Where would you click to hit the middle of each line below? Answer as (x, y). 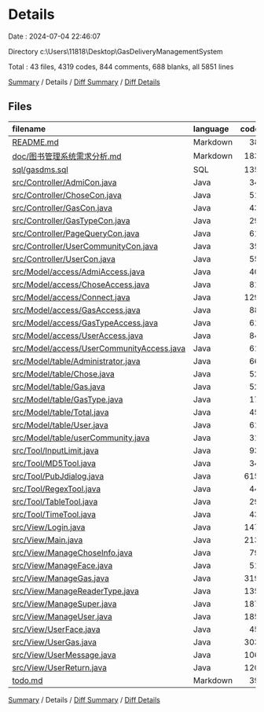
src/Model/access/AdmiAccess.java (79, 271)
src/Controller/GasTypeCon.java (71, 220)
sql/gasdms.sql (40, 169)
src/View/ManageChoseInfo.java (73, 552)
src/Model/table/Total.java (60, 412)
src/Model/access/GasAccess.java (76, 310)
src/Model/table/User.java (60, 424)
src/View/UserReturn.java (60, 667)
